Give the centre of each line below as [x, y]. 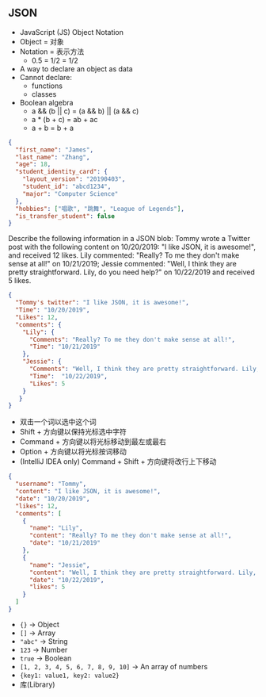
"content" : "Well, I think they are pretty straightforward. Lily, [143, 573]
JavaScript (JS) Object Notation [72, 32]
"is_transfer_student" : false [65, 216]
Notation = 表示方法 [52, 52]
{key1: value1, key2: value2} [70, 676]
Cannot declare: [46, 77]
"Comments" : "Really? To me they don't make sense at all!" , [132, 339]
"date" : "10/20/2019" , [53, 499]
